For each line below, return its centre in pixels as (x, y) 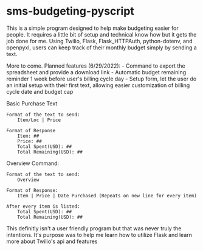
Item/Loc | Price (39, 120)
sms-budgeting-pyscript (71, 11)
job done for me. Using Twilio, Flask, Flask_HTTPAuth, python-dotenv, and (99, 41)
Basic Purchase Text (32, 103)
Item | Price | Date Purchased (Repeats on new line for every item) (107, 196)
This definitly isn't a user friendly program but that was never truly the (94, 228)
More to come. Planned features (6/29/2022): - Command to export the (96, 66)
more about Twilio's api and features (52, 241)
